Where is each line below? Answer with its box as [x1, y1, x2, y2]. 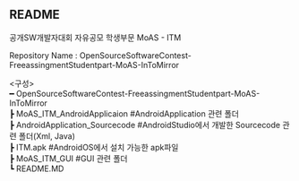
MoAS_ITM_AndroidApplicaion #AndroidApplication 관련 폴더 [16, 108, 240, 119]
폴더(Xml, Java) [18, 130, 76, 142]
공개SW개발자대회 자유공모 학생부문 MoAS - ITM [9, 31, 182, 43]
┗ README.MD [9, 163, 64, 174]
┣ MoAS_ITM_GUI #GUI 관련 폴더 [9, 152, 128, 164]
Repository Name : [9, 49, 78, 61]
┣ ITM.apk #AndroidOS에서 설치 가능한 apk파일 [9, 142, 179, 152]
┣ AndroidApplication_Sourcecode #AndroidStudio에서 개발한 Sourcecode [9, 119, 281, 130]
